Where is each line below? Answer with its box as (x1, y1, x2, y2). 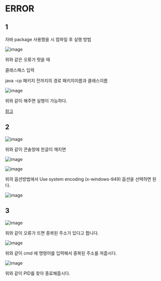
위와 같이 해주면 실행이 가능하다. (5, 98, 68, 104)
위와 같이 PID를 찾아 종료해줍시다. (5, 270, 71, 276)
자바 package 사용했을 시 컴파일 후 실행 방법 (5, 37, 92, 42)
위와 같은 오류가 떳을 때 (5, 56, 51, 62)
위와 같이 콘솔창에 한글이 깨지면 (5, 146, 66, 152)
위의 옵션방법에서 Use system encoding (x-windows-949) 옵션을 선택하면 (5, 176, 152, 182)
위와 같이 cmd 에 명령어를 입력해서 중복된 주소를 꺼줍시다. (5, 250, 117, 256)
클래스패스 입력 (5, 67, 35, 73)
